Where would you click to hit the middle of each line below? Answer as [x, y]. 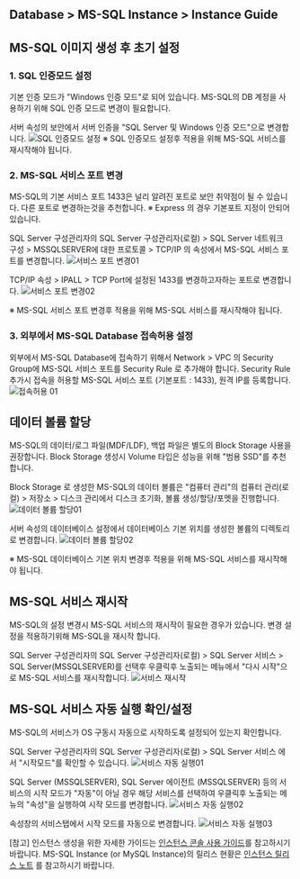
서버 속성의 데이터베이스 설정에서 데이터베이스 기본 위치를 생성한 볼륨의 [134, 529]
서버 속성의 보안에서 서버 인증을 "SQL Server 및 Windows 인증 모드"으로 [137, 127]
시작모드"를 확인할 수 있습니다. [76, 763]
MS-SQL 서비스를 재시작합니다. [74, 678]
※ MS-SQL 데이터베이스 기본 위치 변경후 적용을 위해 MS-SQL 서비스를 [133, 559]
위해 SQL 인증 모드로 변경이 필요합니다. [102, 108]
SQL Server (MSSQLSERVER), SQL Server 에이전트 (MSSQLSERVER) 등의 [143, 782]
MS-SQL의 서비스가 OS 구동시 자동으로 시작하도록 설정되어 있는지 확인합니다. [146, 732]
